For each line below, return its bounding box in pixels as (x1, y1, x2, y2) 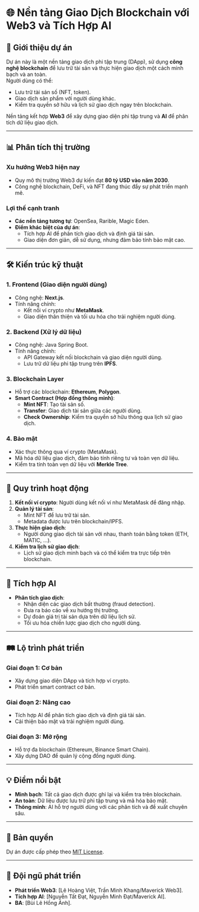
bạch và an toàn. (6, 71, 47, 78)
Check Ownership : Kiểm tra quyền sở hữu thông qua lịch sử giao (23, 414, 182, 421)
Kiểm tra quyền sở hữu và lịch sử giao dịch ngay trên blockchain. (14, 101, 173, 108)
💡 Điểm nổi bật (6, 775, 61, 785)
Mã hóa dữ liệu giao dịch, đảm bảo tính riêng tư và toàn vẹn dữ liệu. (14, 454, 179, 462)
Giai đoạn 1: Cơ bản (6, 664, 63, 672)
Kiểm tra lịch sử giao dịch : (14, 543, 80, 551)
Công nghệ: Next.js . (14, 294, 65, 301)
